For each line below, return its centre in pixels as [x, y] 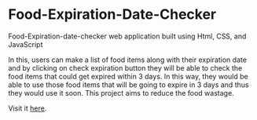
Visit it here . [28, 108]
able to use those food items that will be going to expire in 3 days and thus [128, 85]
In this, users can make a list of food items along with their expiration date [128, 60]
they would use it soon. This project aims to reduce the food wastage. [121, 93]
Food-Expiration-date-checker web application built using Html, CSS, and [127, 36]
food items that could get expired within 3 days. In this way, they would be [128, 76]
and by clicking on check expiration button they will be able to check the [125, 67]
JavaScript [26, 44]
